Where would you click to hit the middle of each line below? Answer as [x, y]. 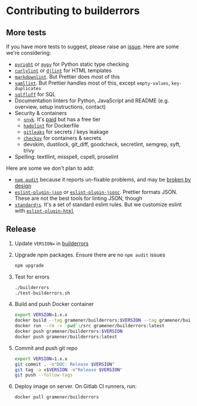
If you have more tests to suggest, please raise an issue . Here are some [93, 46]
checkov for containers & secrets [62, 138]
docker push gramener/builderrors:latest [66, 337]
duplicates [28, 89]
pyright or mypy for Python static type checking [72, 64]
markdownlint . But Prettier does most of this [67, 77]
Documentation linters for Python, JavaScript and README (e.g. [92, 100]
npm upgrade [29, 266]
